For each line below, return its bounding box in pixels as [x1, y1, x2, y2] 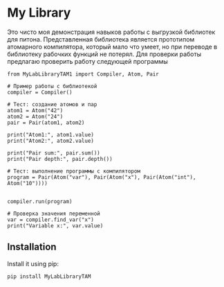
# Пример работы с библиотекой [7, 82, 97, 89]
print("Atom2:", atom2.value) [7, 137, 95, 144]
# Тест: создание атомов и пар [7, 101, 97, 108]
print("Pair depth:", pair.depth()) [7, 155, 113, 162]
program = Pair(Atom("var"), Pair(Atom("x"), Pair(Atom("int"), [7, 173, 196, 181]
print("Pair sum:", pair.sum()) [7, 149, 100, 157]
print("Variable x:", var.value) [7, 222, 104, 229]
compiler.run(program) [7, 198, 73, 205]
